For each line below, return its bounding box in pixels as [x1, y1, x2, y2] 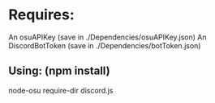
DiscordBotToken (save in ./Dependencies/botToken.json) [8, 40, 201, 50]
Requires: [8, 6, 75, 24]
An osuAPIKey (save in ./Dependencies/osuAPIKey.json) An [8, 32, 207, 42]
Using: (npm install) [8, 64, 111, 78]
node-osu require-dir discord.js [8, 85, 114, 95]
